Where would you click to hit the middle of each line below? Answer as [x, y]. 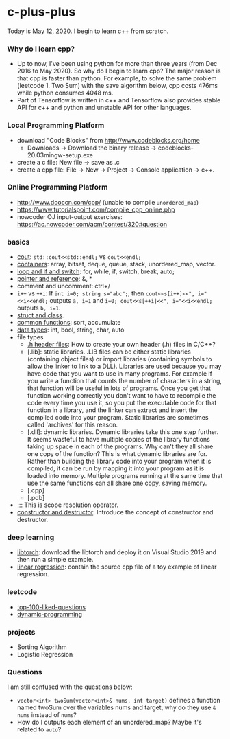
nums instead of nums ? [47, 715]
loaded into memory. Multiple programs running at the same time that [125, 476]
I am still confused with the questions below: [70, 687]
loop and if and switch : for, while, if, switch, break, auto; [95, 271]
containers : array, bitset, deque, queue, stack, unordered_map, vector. [116, 264]
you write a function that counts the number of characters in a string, [125, 381]
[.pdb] [36, 498]
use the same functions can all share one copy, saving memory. [117, 483]
